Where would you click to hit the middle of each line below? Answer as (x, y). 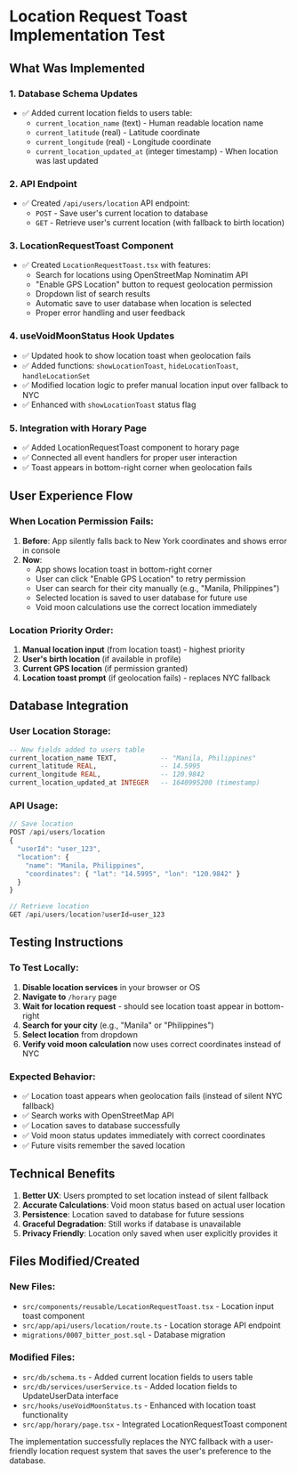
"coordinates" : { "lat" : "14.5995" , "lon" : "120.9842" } (133, 874)
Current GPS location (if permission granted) (105, 669)
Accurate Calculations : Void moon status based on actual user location (153, 1205)
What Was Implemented (77, 68)
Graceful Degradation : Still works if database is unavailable (132, 1224)
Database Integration (69, 706)
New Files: (32, 1287)
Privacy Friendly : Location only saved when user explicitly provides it (150, 1233)
